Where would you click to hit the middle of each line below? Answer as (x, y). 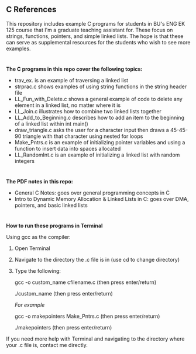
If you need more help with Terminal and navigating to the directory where (95, 339)
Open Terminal (32, 248)
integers (25, 161)
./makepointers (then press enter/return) (63, 328)
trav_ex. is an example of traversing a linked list (71, 80)
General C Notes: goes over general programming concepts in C (92, 193)
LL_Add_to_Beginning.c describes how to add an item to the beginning (99, 117)
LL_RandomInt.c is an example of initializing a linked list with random (97, 155)
